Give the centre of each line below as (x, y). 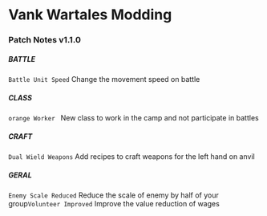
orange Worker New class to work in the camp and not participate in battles (133, 118)
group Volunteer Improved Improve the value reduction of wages (114, 203)
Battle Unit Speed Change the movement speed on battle (104, 79)
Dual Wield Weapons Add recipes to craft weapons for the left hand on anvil (131, 157)
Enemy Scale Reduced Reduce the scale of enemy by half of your (113, 195)
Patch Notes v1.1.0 (45, 40)
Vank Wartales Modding (90, 15)
